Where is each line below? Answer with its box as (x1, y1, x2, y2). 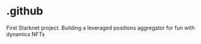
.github (6, 4, 43, 18)
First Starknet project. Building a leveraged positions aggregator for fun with (6, 24, 195, 31)
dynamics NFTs (6, 30, 45, 37)
